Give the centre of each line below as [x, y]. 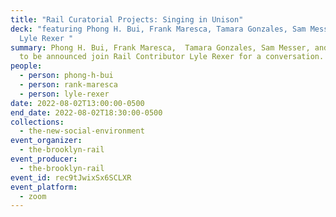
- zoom [33, 196]
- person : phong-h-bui [66, 76]
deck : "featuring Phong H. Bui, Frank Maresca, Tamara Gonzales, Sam [158, 29]
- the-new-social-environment [82, 131]
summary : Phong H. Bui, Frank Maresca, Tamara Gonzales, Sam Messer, [160, 47]
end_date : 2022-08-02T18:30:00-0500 [86, 112]
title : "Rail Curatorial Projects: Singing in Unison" [127, 19]
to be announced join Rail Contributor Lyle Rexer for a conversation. [172, 57]
